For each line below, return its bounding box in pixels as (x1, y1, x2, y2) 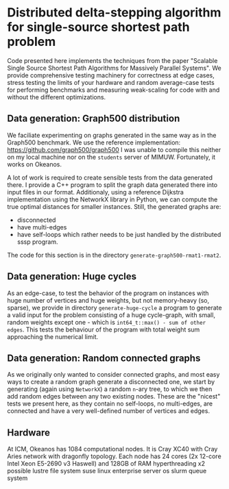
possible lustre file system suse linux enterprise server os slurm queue (7, 467, 207, 475)
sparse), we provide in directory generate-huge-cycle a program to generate (7, 303, 222, 312)
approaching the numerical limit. (7, 332, 99, 340)
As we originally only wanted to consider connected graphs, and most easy (7, 371, 220, 379)
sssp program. (16, 238, 58, 246)
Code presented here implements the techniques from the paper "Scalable (7, 56, 218, 64)
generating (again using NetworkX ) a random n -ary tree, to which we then (7, 385, 213, 393)
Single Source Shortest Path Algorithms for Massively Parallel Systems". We (7, 64, 221, 72)
